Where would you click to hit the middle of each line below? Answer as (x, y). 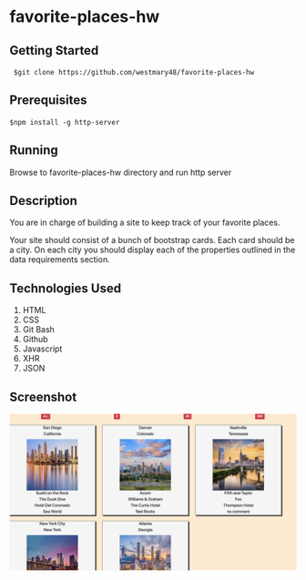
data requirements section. (60, 259)
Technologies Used (65, 288)
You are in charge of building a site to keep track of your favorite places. (145, 223)
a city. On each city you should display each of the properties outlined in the (153, 250)
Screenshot (43, 397)
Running (34, 151)
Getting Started (54, 51)
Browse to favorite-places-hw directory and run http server (121, 172)
